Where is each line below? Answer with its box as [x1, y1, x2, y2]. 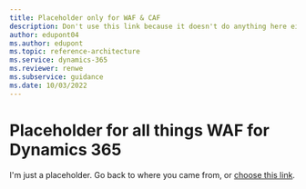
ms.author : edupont [9, 38, 84, 48]
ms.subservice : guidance [9, 73, 104, 82]
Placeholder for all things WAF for [9, 120, 270, 141]
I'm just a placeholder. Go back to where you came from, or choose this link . [9, 169, 296, 180]
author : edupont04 [9, 30, 79, 39]
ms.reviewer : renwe [9, 65, 84, 74]
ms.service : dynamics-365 [9, 55, 107, 65]
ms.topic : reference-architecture [9, 47, 141, 56]
